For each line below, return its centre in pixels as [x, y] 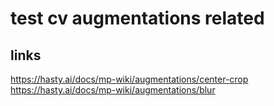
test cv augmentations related [137, 18]
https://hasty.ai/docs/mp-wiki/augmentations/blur [113, 90]
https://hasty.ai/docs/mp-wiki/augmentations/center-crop [129, 79]
